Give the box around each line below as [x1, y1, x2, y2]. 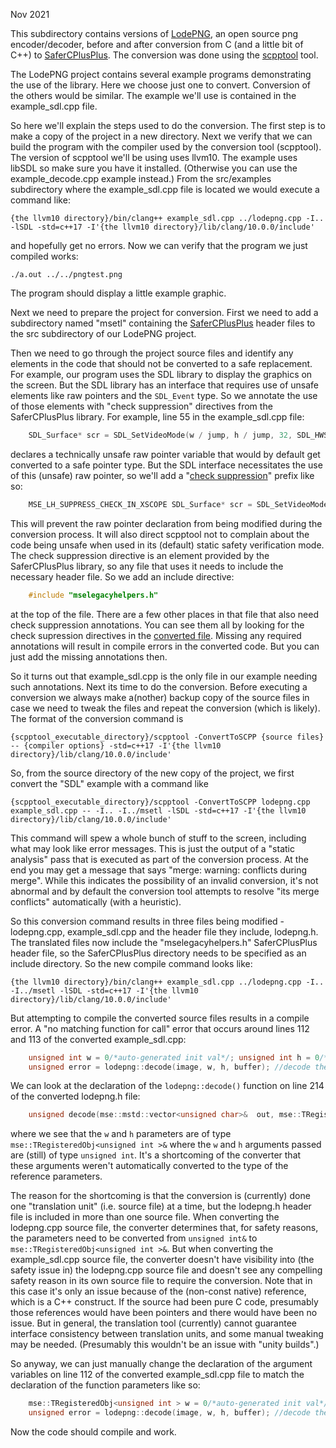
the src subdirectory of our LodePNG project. [10, 328, 197, 339]
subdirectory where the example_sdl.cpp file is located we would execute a [10, 184, 320, 195]
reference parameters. [10, 1170, 103, 1183]
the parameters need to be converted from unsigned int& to [10, 1232, 258, 1244]
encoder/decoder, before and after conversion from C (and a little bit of [10, 39, 304, 50]
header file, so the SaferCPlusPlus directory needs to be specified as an [10, 947, 307, 959]
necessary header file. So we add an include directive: [10, 570, 235, 583]
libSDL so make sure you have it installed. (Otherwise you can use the [10, 162, 298, 174]
